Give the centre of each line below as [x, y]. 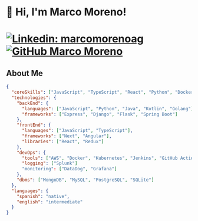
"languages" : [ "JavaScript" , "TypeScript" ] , [77, 131]
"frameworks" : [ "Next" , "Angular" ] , [67, 136]
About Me [24, 73]
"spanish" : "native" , [43, 196]
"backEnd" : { [33, 103]
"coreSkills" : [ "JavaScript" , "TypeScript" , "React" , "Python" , [92, 93]
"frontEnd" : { [34, 125]
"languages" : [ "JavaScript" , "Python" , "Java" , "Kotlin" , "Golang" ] [108, 108]
